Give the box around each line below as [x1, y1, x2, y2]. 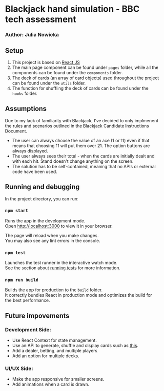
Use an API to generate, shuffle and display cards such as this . [12, 343, 139, 348]
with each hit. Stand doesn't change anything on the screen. [12, 158, 134, 164]
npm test [5, 250, 26, 255]
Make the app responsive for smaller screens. [12, 376, 104, 382]
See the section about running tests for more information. [5, 265, 121, 271]
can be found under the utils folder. [12, 80, 86, 86]
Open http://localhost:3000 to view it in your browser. [5, 223, 113, 229]
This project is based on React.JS [12, 59, 80, 65]
